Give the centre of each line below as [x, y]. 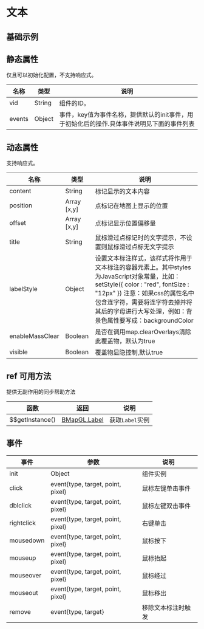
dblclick [21, 505]
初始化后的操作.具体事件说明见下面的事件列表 [130, 124]
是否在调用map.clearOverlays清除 [143, 332]
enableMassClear [34, 336]
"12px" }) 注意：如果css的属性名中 [144, 294]
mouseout [24, 593]
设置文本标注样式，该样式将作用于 [144, 258]
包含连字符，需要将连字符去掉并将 [144, 303]
